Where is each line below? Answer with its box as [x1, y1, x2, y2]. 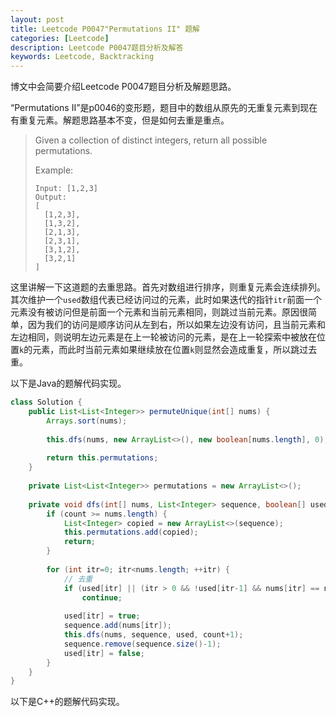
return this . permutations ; [46, 453, 159, 463]
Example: [34, 164, 74, 176]
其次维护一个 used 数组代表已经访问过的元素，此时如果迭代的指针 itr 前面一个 [10, 294, 323, 306]
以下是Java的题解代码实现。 [10, 377, 127, 390]
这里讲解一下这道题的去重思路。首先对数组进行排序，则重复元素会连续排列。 [10, 281, 326, 293]
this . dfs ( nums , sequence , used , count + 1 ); [63, 630, 244, 640]
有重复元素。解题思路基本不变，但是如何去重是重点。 [10, 114, 230, 126]
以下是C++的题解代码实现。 [10, 696, 125, 708]
